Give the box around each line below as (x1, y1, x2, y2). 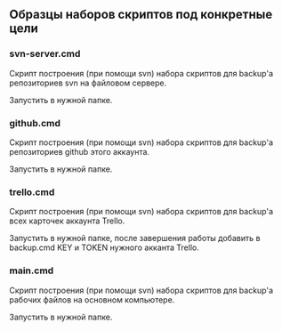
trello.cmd (9, 186, 55, 198)
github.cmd (9, 117, 60, 129)
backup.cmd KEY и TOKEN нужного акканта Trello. (9, 242, 200, 253)
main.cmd (9, 264, 54, 277)
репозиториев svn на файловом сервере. (9, 77, 167, 88)
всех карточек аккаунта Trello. (9, 215, 125, 226)
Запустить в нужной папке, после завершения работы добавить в (9, 233, 261, 244)
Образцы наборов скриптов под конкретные (9, 7, 273, 22)
